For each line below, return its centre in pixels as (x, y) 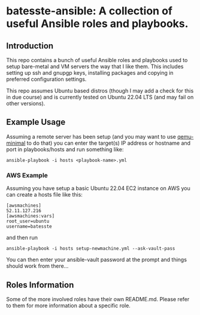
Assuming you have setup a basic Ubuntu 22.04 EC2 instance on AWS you (98, 188)
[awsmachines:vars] (31, 216)
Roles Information (40, 285)
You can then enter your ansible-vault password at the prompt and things (97, 260)
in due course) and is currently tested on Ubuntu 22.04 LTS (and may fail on (100, 97)
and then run (22, 238)
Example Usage (36, 122)
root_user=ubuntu (28, 221)
